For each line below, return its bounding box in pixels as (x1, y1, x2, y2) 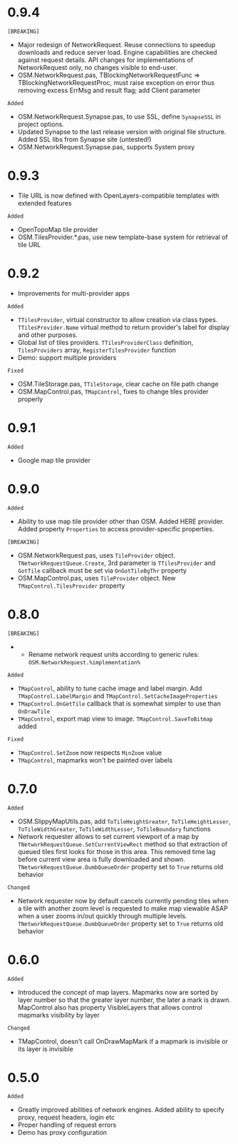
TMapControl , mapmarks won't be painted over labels (17, 756, 173, 764)
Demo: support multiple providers (17, 353, 117, 361)
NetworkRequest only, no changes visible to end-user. (17, 63, 177, 71)
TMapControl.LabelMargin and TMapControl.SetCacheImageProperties (17, 691, 218, 700)
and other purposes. (17, 330, 78, 339)
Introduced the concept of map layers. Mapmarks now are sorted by (17, 988, 219, 996)
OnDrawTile (17, 708, 51, 715)
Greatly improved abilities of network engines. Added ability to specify (17, 1105, 224, 1114)
